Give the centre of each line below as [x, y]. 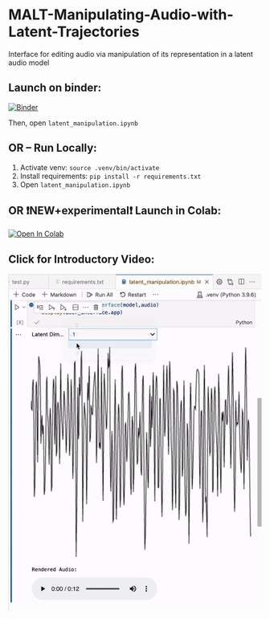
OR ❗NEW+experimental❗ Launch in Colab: [115, 210]
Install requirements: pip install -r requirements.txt [110, 176]
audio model [29, 63]
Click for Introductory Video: [82, 259]
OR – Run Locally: [53, 148]
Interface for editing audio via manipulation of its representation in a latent [131, 54]
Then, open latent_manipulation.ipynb [74, 123]
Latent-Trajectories [74, 32]
